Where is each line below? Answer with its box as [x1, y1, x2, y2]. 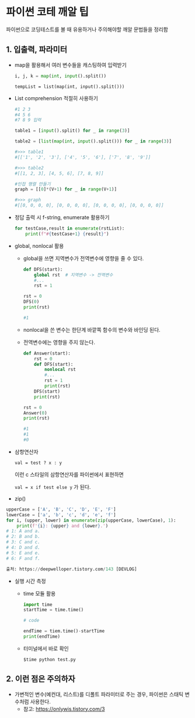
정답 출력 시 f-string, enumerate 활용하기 [14, 214, 110, 220]
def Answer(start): [23, 350, 71, 356]
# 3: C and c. [6, 539, 41, 545]
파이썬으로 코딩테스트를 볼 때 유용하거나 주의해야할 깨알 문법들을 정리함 [6, 26, 168, 33]
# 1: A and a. [6, 528, 41, 534]
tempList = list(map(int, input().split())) [14, 83, 125, 90]
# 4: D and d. [6, 545, 41, 550]
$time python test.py [23, 656, 76, 662]
